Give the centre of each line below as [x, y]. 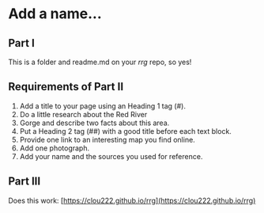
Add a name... [55, 14]
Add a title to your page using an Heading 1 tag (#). [102, 106]
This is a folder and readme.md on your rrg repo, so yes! [100, 62]
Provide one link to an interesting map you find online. [107, 139]
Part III [25, 182]
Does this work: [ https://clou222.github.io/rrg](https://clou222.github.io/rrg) [132, 200]
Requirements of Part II [66, 87]
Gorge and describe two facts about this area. [94, 123]
